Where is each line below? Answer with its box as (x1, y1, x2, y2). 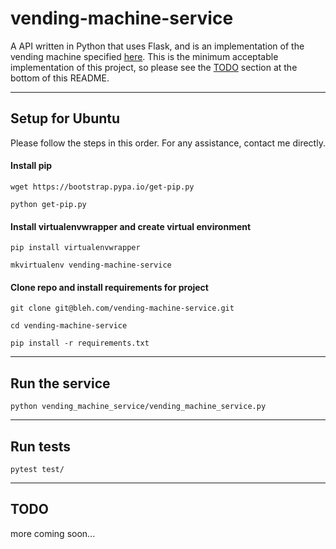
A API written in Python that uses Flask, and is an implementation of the (10, 40, 305, 52)
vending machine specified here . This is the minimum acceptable (10, 50, 279, 62)
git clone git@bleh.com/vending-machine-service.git (10, 303, 235, 314)
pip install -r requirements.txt (10, 338, 150, 349)
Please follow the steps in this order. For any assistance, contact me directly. (10, 137, 326, 149)
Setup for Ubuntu (10, 110, 121, 127)
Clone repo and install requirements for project (10, 281, 209, 293)
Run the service (10, 375, 111, 392)
